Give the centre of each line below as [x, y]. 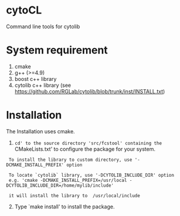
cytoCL [24, 10]
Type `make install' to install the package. [64, 207]
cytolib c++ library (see [43, 85]
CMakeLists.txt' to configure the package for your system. [85, 149]
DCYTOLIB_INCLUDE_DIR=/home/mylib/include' [60, 185]
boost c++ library [35, 79]
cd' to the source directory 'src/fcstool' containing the [88, 143]
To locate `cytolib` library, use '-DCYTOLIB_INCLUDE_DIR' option [91, 175]
